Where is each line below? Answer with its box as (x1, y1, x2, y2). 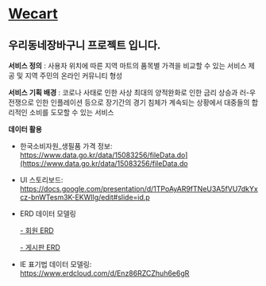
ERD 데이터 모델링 (19, 209, 77, 218)
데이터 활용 (8, 125, 42, 133)
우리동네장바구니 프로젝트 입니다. (8, 38, 161, 52)
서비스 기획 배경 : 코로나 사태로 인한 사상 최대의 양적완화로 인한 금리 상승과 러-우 (8, 88, 256, 97)
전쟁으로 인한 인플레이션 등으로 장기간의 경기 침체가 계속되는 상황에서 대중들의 (8, 98, 250, 107)
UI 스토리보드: (19, 176, 64, 184)
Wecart (8, 5, 58, 23)
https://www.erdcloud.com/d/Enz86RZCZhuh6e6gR (19, 269, 190, 278)
